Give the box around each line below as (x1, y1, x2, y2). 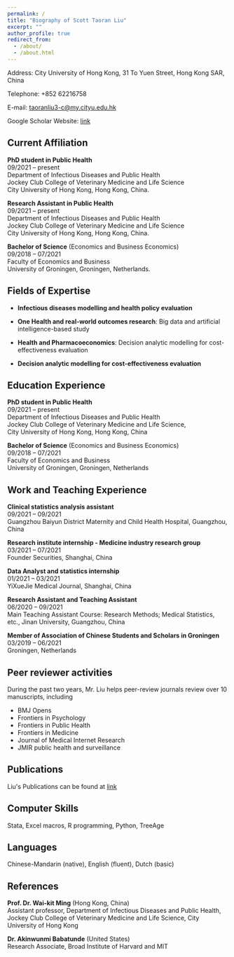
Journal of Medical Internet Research (17, 736, 125, 744)
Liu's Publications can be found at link (7, 782, 117, 790)
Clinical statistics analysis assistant (7, 502, 114, 511)
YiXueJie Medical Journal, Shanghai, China (7, 582, 132, 591)
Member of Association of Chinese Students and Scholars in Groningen (7, 631, 219, 640)
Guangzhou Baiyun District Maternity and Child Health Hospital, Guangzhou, (7, 518, 228, 526)
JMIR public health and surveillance (17, 743, 121, 752)
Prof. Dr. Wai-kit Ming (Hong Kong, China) (7, 899, 130, 907)
